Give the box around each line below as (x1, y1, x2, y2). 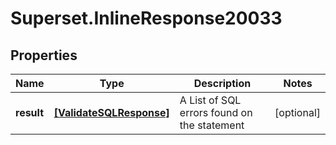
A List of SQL (179, 93, 242, 107)
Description (193, 77, 252, 90)
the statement (179, 118, 245, 132)
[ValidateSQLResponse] (53, 106, 170, 119)
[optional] (274, 106, 321, 119)
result (15, 106, 45, 119)
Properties (10, 47, 78, 64)
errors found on (179, 106, 253, 119)
